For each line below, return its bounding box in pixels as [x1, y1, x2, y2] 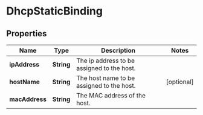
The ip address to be [76, 56, 135, 65]
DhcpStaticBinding [6, 4, 103, 18]
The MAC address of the [76, 91, 146, 99]
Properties [6, 28, 47, 39]
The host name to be [76, 74, 135, 82]
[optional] [166, 77, 194, 86]
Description [101, 47, 136, 54]
